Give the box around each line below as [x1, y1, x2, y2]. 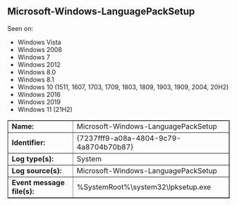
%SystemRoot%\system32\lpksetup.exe [76, 182, 212, 192]
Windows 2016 [17, 90, 61, 98]
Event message [11, 177, 65, 187]
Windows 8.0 [17, 67, 56, 76]
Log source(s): [11, 165, 62, 175]
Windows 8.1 [17, 75, 54, 84]
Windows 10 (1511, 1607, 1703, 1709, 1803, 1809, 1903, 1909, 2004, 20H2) [17, 82, 229, 91]
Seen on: [7, 24, 34, 32]
